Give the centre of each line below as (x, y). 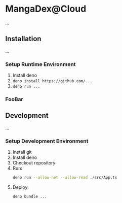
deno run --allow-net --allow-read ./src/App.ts (65, 178)
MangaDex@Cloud (46, 9)
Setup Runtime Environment (40, 64)
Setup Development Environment (47, 141)
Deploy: (21, 187)
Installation (23, 39)
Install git (22, 152)
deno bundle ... (30, 196)
